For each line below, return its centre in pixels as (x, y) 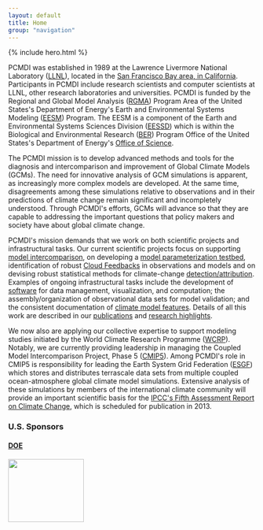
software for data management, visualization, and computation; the (117, 291)
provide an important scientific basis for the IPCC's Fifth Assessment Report (131, 398)
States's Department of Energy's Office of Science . (91, 143)
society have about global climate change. (77, 225)
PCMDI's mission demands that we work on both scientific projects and (124, 240)
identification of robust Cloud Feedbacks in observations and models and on (132, 265)
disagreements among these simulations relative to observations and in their (131, 192)
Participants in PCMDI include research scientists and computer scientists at (131, 84)
